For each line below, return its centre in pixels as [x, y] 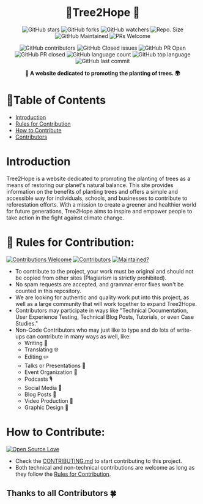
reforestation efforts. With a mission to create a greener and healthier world [102, 204]
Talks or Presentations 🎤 [55, 365]
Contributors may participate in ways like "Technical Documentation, [102, 310]
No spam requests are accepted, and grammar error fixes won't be [99, 284]
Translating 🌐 [41, 349]
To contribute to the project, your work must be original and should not [104, 271]
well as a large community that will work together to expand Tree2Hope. [106, 304]
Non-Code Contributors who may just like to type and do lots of [95, 330]
